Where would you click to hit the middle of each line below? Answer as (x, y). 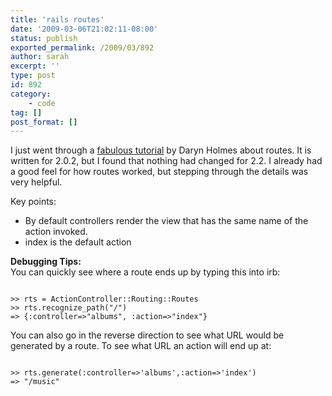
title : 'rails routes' (57, 19)
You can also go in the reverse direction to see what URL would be (147, 335)
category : (31, 94)
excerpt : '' (35, 66)
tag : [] (26, 112)
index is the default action (78, 242)
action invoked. (56, 232)
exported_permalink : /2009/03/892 (82, 47)
